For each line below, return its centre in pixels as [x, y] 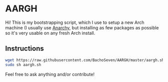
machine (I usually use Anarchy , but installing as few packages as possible [82, 27]
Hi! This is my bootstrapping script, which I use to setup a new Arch [75, 22]
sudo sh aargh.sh [23, 65]
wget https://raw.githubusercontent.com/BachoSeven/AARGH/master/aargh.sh [85, 60]
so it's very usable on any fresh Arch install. [50, 33]
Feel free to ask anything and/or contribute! [50, 74]
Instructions [24, 48]
